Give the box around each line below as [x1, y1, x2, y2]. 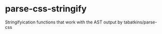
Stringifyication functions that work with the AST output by [5, 19, 123, 25]
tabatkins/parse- [124, 19, 157, 25]
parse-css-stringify [5, 3, 87, 14]
